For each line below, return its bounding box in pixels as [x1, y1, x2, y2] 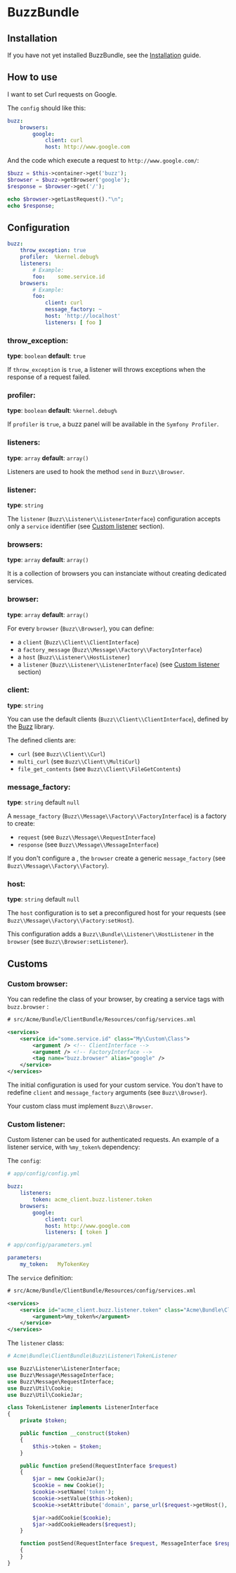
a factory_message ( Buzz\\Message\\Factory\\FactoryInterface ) [17, 645, 202, 654]
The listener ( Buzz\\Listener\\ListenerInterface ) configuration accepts [7, 514, 221, 523]
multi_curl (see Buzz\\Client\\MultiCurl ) [17, 757, 140, 765]
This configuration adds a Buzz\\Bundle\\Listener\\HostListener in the [7, 930, 214, 938]
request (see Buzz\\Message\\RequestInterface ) [17, 833, 156, 842]
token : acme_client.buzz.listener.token [32, 1196, 152, 1203]
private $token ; [20, 1417, 68, 1424]
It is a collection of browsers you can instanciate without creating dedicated [7, 569, 227, 578]
